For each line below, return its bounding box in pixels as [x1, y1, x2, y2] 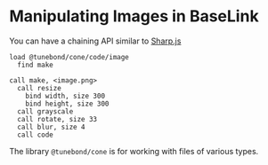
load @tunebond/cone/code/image [9, 52, 129, 61]
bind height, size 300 [25, 99, 110, 108]
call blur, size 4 [17, 122, 86, 131]
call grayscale [17, 106, 74, 116]
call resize [17, 83, 62, 92]
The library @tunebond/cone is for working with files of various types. [9, 145, 259, 156]
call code [17, 130, 53, 139]
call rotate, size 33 [17, 114, 98, 123]
